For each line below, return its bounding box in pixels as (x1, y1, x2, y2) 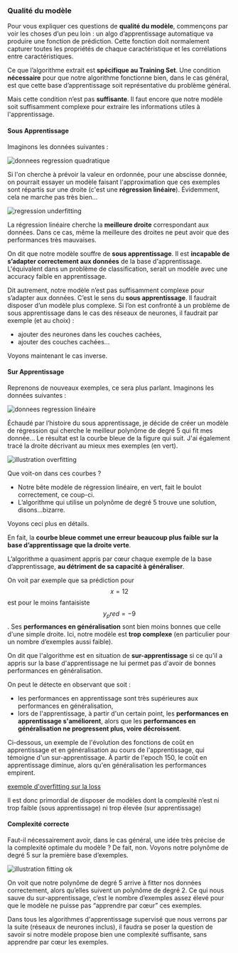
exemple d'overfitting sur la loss (7, 782, 102, 790)
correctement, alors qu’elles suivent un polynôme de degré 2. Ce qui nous (7, 886, 225, 895)
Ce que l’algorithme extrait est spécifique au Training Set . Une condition (7, 66, 221, 75)
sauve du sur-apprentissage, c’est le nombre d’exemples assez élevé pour (7, 893, 225, 902)
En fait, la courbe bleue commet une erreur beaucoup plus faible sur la (7, 533, 219, 542)
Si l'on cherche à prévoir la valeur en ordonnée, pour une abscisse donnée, (7, 170, 227, 178)
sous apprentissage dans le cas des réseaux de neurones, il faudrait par (7, 309, 219, 317)
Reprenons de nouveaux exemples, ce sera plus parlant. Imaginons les (7, 383, 215, 392)
